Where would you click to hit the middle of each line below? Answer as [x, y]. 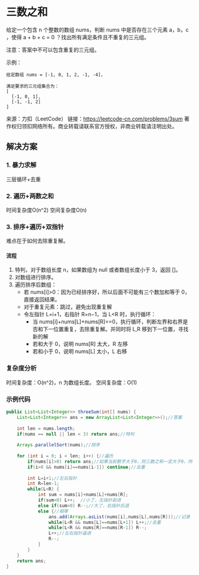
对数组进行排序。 [36, 277]
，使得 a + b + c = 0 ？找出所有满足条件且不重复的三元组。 [78, 37]
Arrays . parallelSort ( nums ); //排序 [58, 445]
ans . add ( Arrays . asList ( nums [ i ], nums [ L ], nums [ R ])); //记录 [119, 517]
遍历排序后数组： [36, 285]
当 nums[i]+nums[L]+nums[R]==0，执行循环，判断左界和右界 [107, 322]
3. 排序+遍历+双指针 [35, 227]
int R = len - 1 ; [44, 484]
